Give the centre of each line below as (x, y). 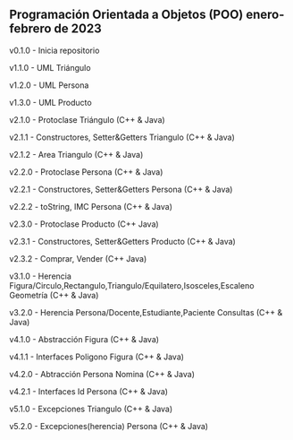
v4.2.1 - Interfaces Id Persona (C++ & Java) (88, 391)
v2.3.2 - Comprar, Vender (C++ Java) (78, 258)
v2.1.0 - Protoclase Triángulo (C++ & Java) (87, 119)
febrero (30, 29)
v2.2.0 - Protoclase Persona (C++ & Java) (86, 172)
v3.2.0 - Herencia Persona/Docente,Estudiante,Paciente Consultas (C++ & (146, 312)
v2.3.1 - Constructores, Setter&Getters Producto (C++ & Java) (123, 241)
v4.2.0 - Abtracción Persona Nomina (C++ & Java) (102, 374)
